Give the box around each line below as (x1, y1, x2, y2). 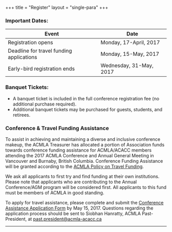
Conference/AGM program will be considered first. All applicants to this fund (5, 184, 167, 190)
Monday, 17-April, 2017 (100, 39, 160, 46)
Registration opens (8, 39, 53, 46)
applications (8, 54, 37, 61)
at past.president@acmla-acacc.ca (28, 216, 102, 222)
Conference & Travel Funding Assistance (5, 124, 109, 132)
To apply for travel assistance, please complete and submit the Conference (5, 199, 164, 205)
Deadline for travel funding (8, 47, 72, 54)
